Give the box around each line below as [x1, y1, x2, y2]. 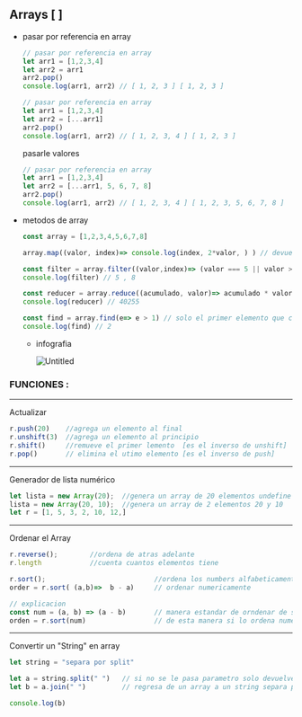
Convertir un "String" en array [9, 641, 120, 651]
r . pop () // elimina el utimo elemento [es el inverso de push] [9, 449, 276, 458]
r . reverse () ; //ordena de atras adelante [9, 550, 195, 560]
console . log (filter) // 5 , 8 [22, 273, 137, 282]
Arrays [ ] [9, 7, 63, 22]
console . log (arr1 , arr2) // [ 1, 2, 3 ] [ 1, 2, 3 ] [22, 82, 225, 91]
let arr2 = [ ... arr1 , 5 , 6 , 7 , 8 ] [22, 181, 153, 191]
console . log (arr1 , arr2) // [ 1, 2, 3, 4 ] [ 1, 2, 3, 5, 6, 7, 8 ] [22, 199, 285, 208]
